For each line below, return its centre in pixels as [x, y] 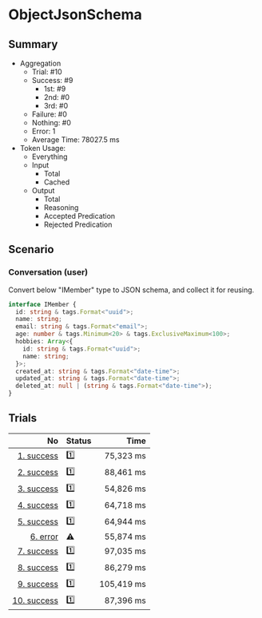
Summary [33, 44]
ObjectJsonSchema [75, 15]
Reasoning [61, 208]
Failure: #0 [50, 114]
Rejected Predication [78, 224]
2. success [38, 473]
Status [79, 441]
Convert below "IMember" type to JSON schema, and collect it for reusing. [131, 290]
